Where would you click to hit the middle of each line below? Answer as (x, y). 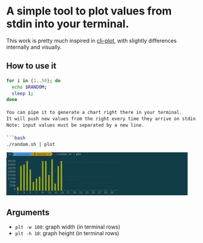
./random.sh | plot (31, 144)
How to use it (31, 66)
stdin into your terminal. (68, 24)
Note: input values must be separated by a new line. (76, 125)
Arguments (28, 212)
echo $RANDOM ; (29, 87)
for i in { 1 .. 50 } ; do (34, 80)
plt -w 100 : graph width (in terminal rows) (68, 227)
